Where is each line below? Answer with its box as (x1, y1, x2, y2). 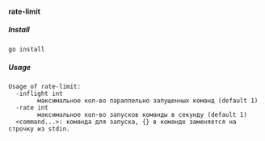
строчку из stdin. (8, 125, 70, 133)
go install (8, 45, 45, 53)
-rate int (15, 104, 48, 112)
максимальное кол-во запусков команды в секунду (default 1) (37, 111, 248, 119)
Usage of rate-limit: (8, 83, 82, 91)
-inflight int (15, 89, 63, 98)
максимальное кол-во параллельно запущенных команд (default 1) (37, 97, 259, 105)
